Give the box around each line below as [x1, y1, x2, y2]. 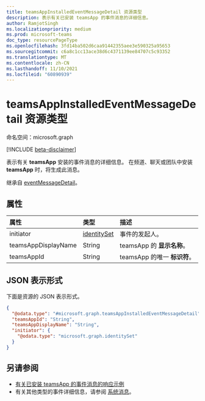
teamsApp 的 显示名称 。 [120, 241, 189, 250]
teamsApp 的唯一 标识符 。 [120, 253, 195, 261]
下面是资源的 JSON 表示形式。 [6, 293, 84, 300]
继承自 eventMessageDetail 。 [6, 179, 81, 186]
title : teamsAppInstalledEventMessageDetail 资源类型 [6, 9, 142, 15]
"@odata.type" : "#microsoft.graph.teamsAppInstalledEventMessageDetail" [12, 310, 201, 317]
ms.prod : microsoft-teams [6, 32, 72, 38]
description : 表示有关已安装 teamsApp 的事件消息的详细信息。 [6, 15, 151, 21]
